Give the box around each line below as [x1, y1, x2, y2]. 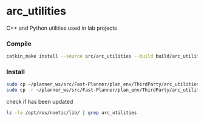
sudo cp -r [6, 87, 34, 93]
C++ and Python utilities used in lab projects [6, 24, 117, 32]
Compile [6, 39, 32, 48]
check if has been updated [6, 98, 73, 106]
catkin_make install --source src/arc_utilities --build [6, 53, 154, 59]
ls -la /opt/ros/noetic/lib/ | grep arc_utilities [6, 110, 137, 116]
